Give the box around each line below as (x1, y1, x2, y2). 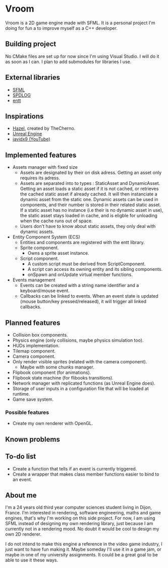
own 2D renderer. (5, 531, 42, 537)
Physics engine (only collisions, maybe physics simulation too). (12, 337, 144, 343)
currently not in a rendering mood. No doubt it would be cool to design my (5, 526, 159, 532)
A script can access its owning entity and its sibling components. (27, 266, 163, 272)
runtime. (12, 391, 30, 397)
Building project (5, 40, 57, 49)
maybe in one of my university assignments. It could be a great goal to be (5, 552, 158, 558)
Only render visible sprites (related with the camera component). (12, 359, 147, 364)
